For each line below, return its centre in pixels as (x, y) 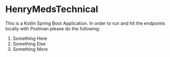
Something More (30, 49)
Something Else (29, 43)
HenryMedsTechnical (52, 9)
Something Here (30, 38)
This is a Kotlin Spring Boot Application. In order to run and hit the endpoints (85, 23)
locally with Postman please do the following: (53, 28)
